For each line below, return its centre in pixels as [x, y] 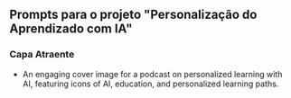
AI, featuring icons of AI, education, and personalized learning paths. [150, 84]
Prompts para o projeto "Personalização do [133, 15]
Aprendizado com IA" [71, 29]
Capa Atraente [42, 55]
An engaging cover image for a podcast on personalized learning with [152, 74]
